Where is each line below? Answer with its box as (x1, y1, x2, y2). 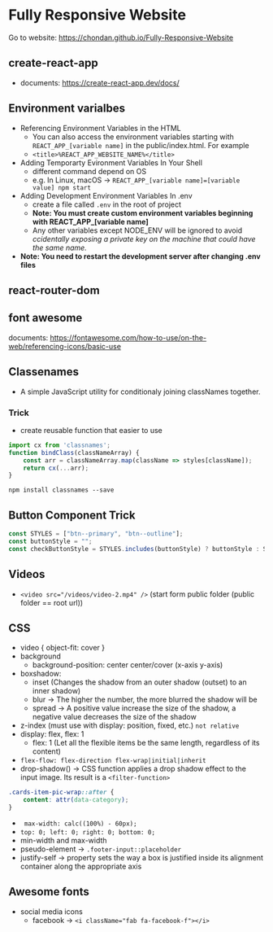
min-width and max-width (19, 835, 107, 845)
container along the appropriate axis (19, 861, 142, 871)
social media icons (19, 906, 83, 917)
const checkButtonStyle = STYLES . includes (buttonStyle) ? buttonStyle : (8, 545, 260, 553)
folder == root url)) (19, 597, 84, 607)
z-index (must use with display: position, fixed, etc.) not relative (19, 720, 240, 730)
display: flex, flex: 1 (19, 729, 84, 739)
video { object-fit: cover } (19, 643, 106, 653)
